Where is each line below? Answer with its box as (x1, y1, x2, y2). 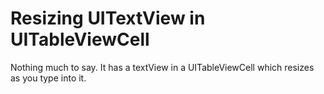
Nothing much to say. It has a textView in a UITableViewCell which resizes (10, 61, 315, 73)
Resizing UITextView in (10, 7, 206, 30)
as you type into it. (10, 72, 87, 84)
